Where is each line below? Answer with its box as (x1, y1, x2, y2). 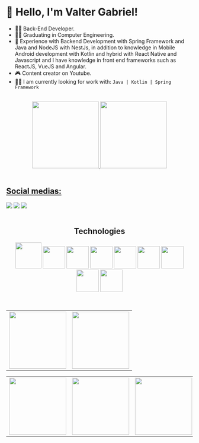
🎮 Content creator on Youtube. (14, 69, 92, 77)
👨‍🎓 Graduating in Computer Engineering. (14, 31, 114, 38)
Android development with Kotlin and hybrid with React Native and (14, 50, 177, 57)
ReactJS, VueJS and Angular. (14, 62, 87, 70)
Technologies (73, 226, 126, 236)
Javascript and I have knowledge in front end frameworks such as (14, 56, 176, 64)
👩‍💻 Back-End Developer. (14, 25, 75, 32)
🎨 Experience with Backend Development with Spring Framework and (14, 37, 185, 45)
